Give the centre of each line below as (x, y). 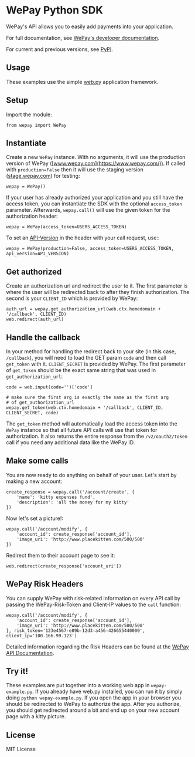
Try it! (17, 672)
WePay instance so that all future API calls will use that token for (82, 430)
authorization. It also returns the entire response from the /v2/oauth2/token (97, 436)
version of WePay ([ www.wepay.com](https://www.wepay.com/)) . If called (96, 163)
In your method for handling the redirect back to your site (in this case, (91, 352)
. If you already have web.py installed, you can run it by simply (107, 692)
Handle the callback (43, 337)
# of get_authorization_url (40, 403)
